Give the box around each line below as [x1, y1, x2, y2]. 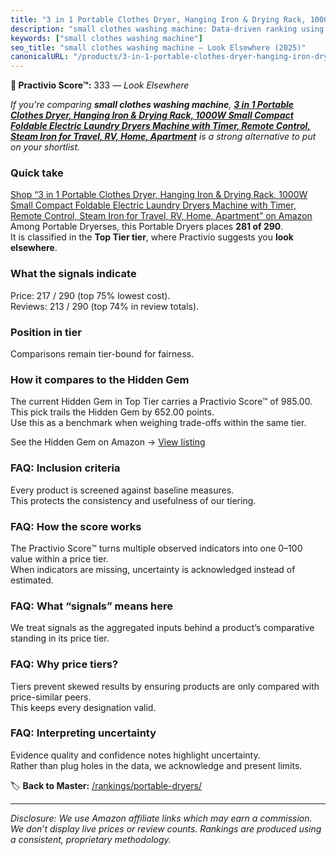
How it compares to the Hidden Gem [10, 372, 190, 386]
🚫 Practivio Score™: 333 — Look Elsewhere [10, 79, 190, 91]
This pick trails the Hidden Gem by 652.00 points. [10, 406, 215, 418]
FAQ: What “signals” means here [10, 599, 174, 613]
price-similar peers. [10, 691, 92, 703]
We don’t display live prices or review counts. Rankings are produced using [10, 822, 322, 835]
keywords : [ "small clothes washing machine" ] [10, 33, 203, 43]
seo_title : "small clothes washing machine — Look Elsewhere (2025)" [10, 42, 307, 53]
